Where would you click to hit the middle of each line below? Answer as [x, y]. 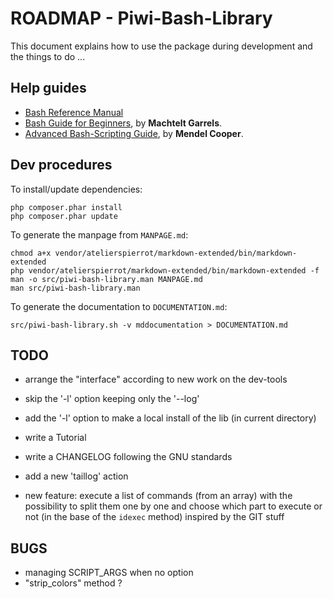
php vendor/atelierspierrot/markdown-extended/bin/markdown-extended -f [165, 270]
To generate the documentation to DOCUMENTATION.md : [119, 306]
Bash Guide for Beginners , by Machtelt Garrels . [123, 123]
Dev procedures [61, 165]
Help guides [48, 88]
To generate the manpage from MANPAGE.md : [99, 234]
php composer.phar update [64, 216]
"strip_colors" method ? [73, 583]
